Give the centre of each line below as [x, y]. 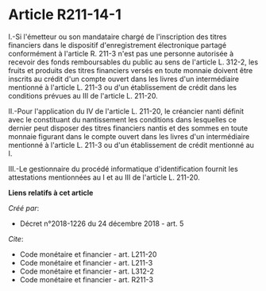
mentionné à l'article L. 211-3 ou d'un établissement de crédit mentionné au [131, 145]
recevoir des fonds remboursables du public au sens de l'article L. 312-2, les [133, 62]
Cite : [16, 239]
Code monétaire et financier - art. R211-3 [86, 279]
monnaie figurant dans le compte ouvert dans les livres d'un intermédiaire [129, 136]
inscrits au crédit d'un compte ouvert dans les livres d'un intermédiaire [124, 79]
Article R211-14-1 [65, 15]
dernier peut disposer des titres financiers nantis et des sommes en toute [128, 128]
